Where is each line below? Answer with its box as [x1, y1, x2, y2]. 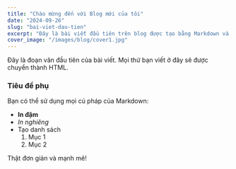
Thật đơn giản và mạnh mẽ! [7, 154, 87, 163]
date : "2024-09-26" [7, 17, 65, 24]
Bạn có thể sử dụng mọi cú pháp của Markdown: [7, 96, 149, 106]
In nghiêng [17, 118, 49, 127]
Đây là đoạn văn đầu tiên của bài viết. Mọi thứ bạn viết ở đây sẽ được [7, 56, 208, 64]
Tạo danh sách [17, 125, 61, 134]
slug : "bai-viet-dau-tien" [7, 23, 87, 30]
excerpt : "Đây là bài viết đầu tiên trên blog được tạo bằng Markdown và [7, 30, 230, 37]
